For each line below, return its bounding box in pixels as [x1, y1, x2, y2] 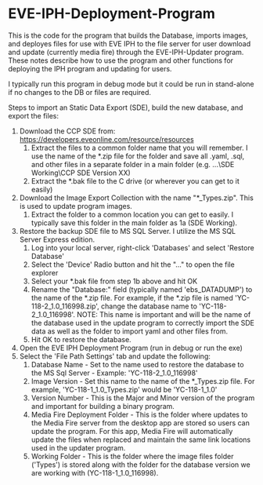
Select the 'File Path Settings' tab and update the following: [19, 351, 211, 361]
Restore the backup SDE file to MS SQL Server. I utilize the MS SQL [19, 226, 236, 235]
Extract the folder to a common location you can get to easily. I [31, 210, 233, 219]
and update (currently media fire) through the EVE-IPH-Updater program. [8, 47, 244, 57]
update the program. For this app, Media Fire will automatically [31, 426, 233, 436]
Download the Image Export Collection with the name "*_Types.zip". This [19, 193, 254, 202]
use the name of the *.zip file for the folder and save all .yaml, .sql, [31, 151, 245, 161]
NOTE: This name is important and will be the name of [77, 309, 251, 319]
